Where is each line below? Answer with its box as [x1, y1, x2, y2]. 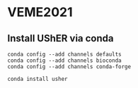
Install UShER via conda [7, 32, 114, 44]
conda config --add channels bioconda [7, 57, 122, 64]
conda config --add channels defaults [7, 51, 122, 58]
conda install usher [7, 75, 69, 82]
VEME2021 [7, 4, 73, 20]
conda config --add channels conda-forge [7, 63, 132, 70]
